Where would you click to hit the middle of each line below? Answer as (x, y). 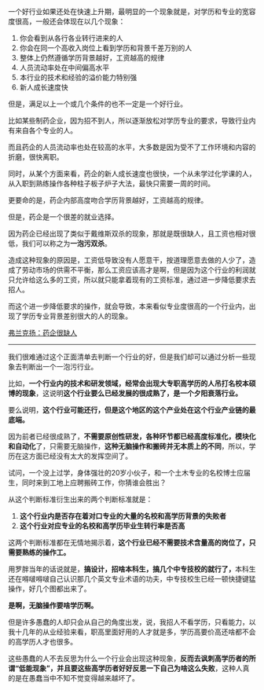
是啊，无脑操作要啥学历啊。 (53, 605)
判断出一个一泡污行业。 (60, 367)
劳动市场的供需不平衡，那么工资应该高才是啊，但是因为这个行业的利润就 (139, 270)
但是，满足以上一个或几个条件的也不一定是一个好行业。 (97, 104)
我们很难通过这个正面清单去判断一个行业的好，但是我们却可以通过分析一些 (128, 357)
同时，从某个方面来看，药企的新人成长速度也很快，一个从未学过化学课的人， (132, 174)
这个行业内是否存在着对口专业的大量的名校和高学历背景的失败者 (123, 516)
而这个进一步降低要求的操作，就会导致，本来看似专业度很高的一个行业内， (128, 306)
